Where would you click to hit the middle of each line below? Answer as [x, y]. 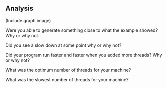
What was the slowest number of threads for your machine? [67, 79]
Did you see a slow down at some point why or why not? [63, 45]
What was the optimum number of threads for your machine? [68, 70]
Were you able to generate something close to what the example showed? [82, 30]
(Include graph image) [28, 20]
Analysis [19, 8]
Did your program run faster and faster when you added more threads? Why [84, 55]
